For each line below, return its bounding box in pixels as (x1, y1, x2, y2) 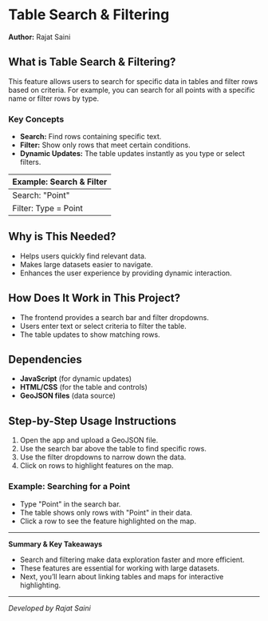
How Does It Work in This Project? (8, 291, 181, 305)
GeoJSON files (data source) (19, 391, 116, 401)
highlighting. (19, 580, 61, 590)
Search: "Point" (12, 190, 70, 201)
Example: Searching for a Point (8, 481, 130, 492)
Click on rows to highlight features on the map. (19, 461, 174, 471)
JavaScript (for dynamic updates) (19, 374, 132, 383)
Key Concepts (8, 114, 65, 125)
